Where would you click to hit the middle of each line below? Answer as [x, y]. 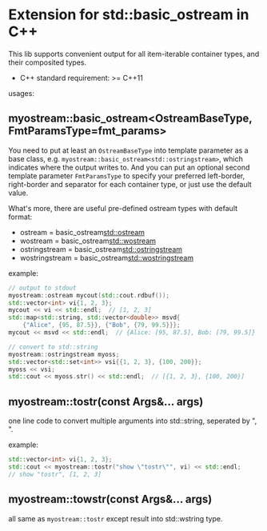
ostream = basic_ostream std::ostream [82, 232]
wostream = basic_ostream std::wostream [88, 241]
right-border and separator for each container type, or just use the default [130, 184]
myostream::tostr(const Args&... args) [106, 401]
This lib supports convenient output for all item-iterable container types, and [134, 54]
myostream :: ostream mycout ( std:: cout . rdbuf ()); [89, 295]
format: [20, 217]
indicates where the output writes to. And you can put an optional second [129, 167]
